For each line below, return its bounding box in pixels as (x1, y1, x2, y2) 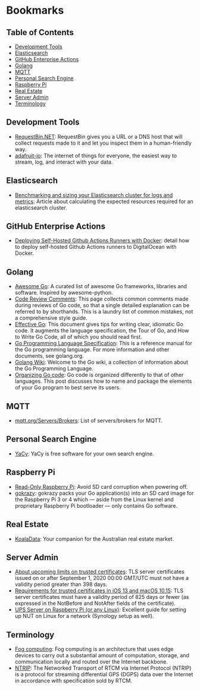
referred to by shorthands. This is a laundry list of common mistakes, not (14, 308, 193, 316)
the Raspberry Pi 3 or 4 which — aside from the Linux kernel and (14, 495, 174, 503)
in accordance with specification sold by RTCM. (14, 677, 133, 685)
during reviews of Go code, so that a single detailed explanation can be (14, 302, 190, 309)
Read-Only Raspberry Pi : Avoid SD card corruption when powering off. (14, 483, 188, 490)
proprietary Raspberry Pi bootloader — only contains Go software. (14, 502, 177, 509)
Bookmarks (6, 4, 64, 17)
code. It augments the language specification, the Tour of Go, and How (14, 327, 189, 334)
